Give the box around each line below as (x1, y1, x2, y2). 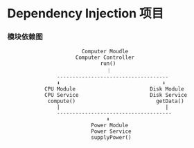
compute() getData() (47, 98, 185, 105)
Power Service (91, 128, 132, 135)
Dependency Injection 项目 (7, 6, 164, 21)
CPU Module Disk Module (44, 86, 185, 93)
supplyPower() (91, 134, 132, 141)
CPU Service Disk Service (44, 92, 188, 99)
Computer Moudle (81, 48, 129, 55)
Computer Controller (75, 54, 135, 62)
